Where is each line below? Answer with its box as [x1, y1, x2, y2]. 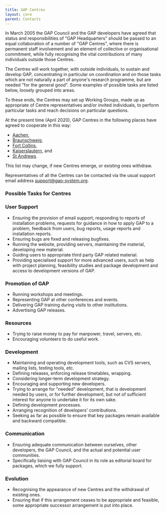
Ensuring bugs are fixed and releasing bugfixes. [12, 236, 110, 242]
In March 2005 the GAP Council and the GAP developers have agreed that [5, 30, 156, 36]
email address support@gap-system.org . [5, 177, 89, 184]
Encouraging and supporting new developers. [12, 381, 106, 387]
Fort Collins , [12, 143, 37, 149]
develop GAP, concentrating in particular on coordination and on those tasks [5, 72, 161, 78]
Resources [5, 319, 32, 326]
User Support [5, 203, 38, 210]
